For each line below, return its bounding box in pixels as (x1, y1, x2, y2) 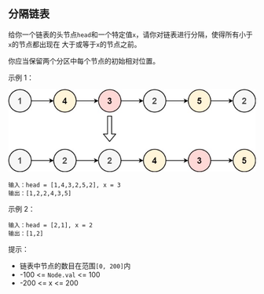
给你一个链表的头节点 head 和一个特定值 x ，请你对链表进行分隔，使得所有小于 (8, 30, 253, 39)
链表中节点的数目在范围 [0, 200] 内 (19, 261, 131, 270)
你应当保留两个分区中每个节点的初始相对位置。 (8, 56, 159, 65)
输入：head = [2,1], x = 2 (8, 221, 93, 229)
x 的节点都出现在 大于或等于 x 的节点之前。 (8, 39, 141, 49)
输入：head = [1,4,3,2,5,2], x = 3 (8, 181, 121, 189)
